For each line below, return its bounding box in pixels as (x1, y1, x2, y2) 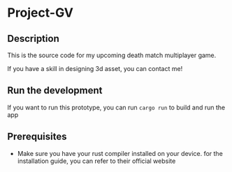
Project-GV (7, 5, 73, 21)
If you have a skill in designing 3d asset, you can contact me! (7, 65, 183, 72)
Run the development (7, 85, 103, 97)
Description (7, 33, 59, 45)
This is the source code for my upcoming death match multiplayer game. (7, 51, 217, 59)
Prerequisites (7, 131, 67, 143)
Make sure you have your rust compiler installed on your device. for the (17, 149, 224, 157)
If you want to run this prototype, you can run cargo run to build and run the (7, 103, 226, 111)
